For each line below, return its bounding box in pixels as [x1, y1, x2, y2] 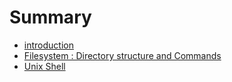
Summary [9, 6, 92, 29]
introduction [23, 39, 74, 51]
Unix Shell [23, 60, 66, 72]
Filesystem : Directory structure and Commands [23, 49, 222, 61]
